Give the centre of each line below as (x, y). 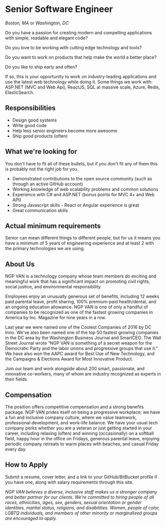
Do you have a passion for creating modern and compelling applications (79, 32)
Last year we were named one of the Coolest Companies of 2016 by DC (78, 327)
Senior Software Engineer (59, 9)
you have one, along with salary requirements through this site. (69, 482)
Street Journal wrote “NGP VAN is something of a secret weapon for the (79, 343)
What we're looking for (41, 152)
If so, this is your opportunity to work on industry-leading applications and (81, 76)
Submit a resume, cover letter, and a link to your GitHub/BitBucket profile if (81, 477)
